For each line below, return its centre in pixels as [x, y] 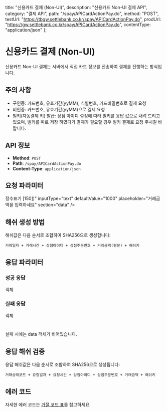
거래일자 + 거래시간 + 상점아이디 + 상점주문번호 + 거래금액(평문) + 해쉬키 [72, 246]
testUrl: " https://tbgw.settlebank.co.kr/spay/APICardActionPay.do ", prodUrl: [83, 19]
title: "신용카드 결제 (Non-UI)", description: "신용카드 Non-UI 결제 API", [76, 7]
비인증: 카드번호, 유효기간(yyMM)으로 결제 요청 [59, 109]
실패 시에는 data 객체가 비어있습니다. [41, 334]
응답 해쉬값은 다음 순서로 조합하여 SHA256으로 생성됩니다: [63, 364]
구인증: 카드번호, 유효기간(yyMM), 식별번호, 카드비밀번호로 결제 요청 [79, 103]
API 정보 [18, 146]
